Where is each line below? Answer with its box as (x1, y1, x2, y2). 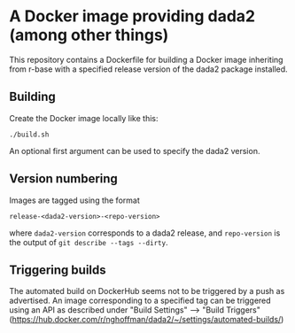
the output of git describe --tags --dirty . (9, 236, 168, 247)
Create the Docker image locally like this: (9, 112, 159, 123)
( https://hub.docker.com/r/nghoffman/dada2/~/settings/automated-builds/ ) (9, 314, 284, 325)
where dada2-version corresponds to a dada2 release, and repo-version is (9, 228, 281, 238)
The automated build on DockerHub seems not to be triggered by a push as (9, 286, 285, 297)
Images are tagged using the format (9, 195, 140, 205)
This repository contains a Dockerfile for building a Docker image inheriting (9, 54, 283, 65)
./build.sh (9, 130, 50, 139)
